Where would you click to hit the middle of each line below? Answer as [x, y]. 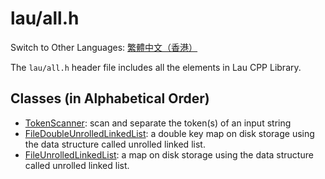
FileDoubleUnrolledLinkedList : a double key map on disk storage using [169, 133]
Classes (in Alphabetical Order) [110, 98]
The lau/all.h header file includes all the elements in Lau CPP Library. [156, 67]
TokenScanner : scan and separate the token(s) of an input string [158, 123]
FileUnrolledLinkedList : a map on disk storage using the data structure [169, 154]
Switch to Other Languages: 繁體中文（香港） [104, 47]
